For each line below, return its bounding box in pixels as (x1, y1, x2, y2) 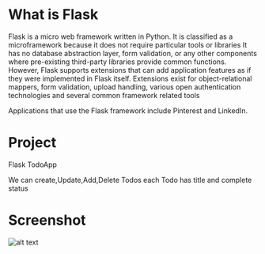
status (8, 184, 29, 193)
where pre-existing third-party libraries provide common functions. (8, 57, 227, 66)
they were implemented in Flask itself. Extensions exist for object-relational (8, 74, 252, 83)
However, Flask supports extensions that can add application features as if (8, 65, 252, 74)
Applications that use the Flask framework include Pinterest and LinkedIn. (8, 105, 248, 116)
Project (8, 134, 57, 152)
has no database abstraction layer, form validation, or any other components (8, 48, 257, 58)
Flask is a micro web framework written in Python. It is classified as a (8, 32, 233, 41)
